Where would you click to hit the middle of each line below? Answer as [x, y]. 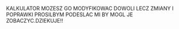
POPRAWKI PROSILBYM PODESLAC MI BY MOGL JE [70, 14]
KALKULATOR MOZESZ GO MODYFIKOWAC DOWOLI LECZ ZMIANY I [90, 8]
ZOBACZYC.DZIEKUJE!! [35, 21]
